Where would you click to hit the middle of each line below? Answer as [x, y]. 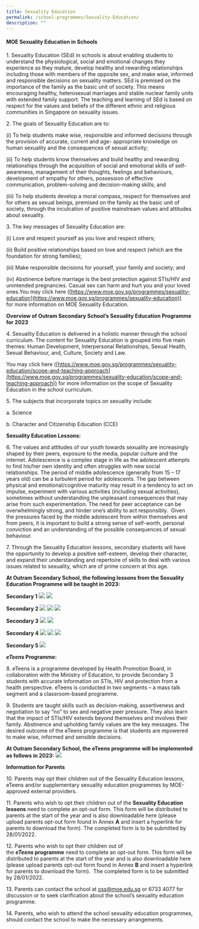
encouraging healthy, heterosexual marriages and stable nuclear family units [100, 93]
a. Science [19, 412]
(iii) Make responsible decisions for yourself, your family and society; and [96, 267]
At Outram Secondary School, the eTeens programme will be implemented [99, 748]
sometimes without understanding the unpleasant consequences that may [97, 498]
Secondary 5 [22, 645]
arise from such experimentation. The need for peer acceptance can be [94, 504]
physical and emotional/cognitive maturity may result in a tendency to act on [100, 485]
